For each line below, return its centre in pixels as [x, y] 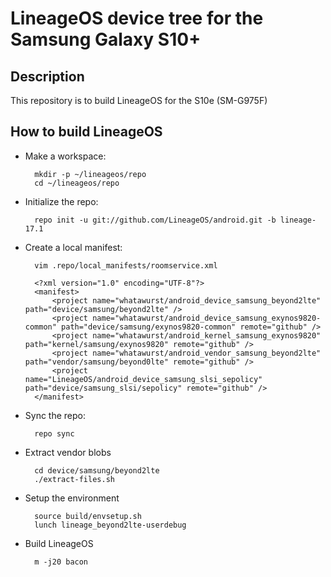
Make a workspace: [65, 156]
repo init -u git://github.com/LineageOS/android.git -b [155, 220]
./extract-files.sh [74, 479]
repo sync [54, 433]
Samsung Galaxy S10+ [106, 39]
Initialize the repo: [61, 201]
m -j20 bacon [61, 562]
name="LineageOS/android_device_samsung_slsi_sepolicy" [143, 379]
